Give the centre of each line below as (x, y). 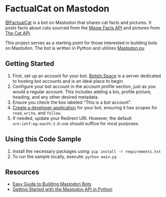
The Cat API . (18, 33)
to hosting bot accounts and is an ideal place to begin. (68, 81)
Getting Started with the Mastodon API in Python (62, 190)
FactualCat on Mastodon (57, 9)
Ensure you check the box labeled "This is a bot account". (72, 102)
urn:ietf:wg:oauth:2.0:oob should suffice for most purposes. (76, 123)
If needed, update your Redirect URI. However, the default (72, 118)
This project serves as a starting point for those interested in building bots (81, 42)
